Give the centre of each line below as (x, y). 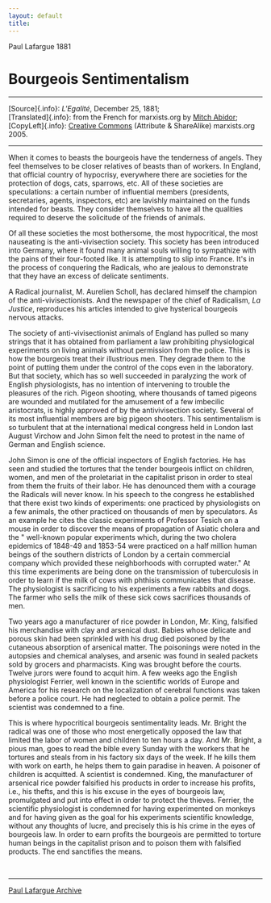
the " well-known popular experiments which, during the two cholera (122, 537)
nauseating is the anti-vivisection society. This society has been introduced (134, 242)
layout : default (35, 16)
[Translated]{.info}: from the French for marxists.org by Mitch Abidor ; (123, 117)
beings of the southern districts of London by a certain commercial (119, 554)
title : (19, 23)
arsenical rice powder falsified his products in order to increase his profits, (132, 783)
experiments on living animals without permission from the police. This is (129, 350)
